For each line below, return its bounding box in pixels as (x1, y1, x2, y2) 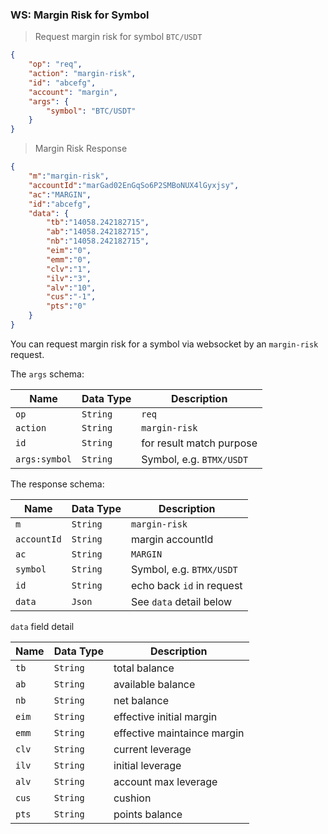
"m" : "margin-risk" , (28, 171, 110, 182)
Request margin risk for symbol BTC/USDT (34, 31, 203, 43)
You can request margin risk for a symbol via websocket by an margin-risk (10, 338, 319, 350)
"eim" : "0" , (46, 246, 92, 256)
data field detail (10, 620, 75, 632)
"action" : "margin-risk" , (28, 69, 137, 79)
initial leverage (113, 758, 182, 772)
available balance (113, 677, 196, 691)
